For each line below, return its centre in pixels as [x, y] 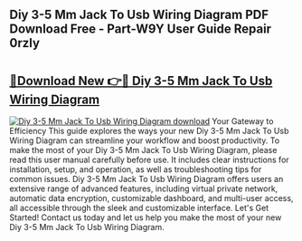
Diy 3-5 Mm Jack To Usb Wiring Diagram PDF [139, 15]
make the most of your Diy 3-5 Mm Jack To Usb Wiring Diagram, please [143, 150]
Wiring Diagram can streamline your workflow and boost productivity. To [145, 140]
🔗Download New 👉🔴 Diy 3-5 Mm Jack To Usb [141, 81]
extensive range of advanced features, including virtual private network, [144, 188]
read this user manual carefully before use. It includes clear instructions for [149, 159]
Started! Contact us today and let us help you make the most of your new [146, 217]
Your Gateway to [243, 121]
